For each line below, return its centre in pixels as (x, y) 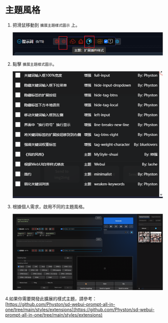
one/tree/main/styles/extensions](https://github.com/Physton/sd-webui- (80, 310)
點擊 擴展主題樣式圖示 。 (34, 64)
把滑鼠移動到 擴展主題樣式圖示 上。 (46, 25)
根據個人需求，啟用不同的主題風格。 (50, 206)
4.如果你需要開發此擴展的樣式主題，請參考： (51, 299)
